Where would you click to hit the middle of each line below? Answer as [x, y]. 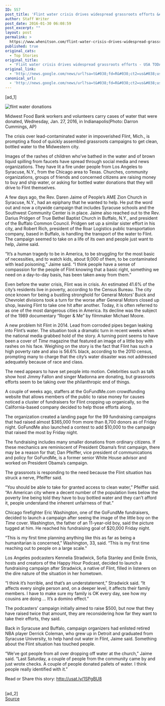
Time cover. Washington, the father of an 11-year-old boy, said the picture [79, 523]
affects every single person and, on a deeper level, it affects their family [78, 588]
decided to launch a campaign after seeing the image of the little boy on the [82, 517]
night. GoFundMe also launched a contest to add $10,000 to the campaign [80, 427]
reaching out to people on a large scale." [46, 548]
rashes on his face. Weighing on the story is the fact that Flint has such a [79, 346]
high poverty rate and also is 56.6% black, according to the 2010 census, [79, 351]
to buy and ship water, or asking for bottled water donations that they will [79, 182]
